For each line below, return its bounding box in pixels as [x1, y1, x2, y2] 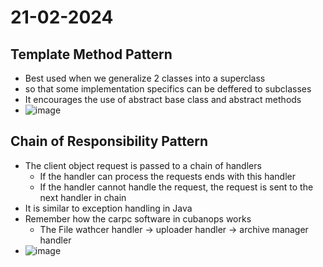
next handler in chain [39, 191, 127, 203]
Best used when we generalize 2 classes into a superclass [24, 72, 266, 84]
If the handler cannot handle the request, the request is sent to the [39, 181, 314, 193]
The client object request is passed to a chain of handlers [24, 159, 262, 171]
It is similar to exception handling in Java [24, 202, 193, 214]
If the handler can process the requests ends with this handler [39, 170, 296, 182]
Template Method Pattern [10, 46, 173, 63]
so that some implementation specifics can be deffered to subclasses [24, 83, 312, 95]
